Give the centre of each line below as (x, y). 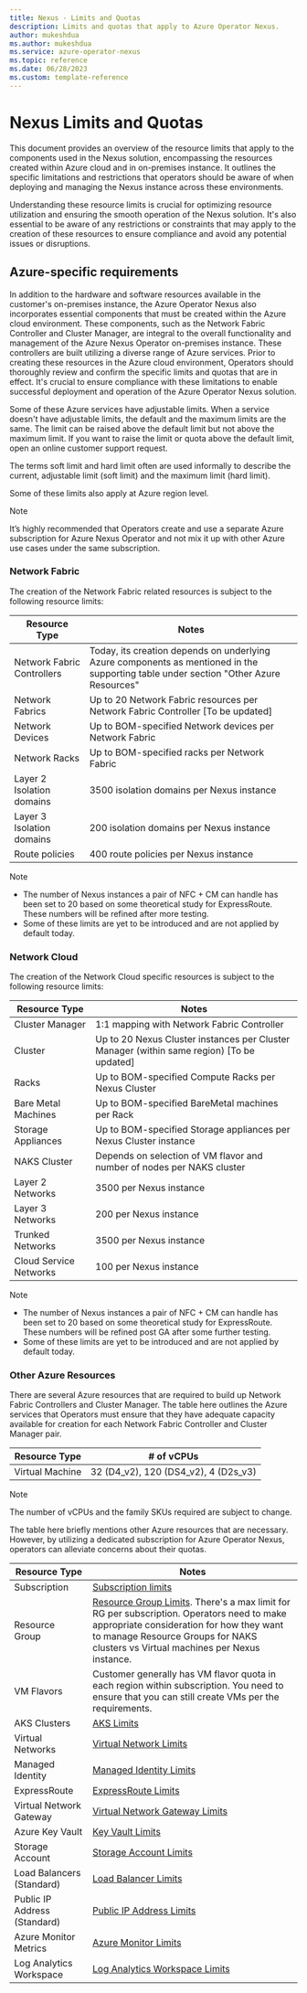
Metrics (31, 1948)
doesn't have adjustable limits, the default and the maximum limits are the (148, 419)
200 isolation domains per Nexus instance (180, 827)
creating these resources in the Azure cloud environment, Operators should (152, 362)
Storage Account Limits (143, 1852)
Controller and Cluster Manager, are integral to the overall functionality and (150, 333)
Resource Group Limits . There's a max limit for (191, 1603)
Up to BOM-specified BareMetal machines (187, 1103)
